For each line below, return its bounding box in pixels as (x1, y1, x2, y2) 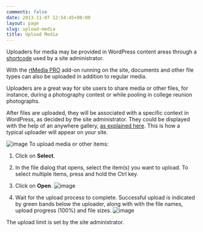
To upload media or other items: (29, 140, 109, 148)
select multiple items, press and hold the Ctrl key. (15, 171, 139, 178)
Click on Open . (15, 182, 53, 189)
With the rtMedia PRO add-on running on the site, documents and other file (6, 66, 194, 73)
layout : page (6, 20, 39, 26)
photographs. (6, 98, 41, 105)
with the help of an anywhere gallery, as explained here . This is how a (6, 122, 181, 129)
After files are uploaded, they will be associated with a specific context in (6, 109, 189, 117)
